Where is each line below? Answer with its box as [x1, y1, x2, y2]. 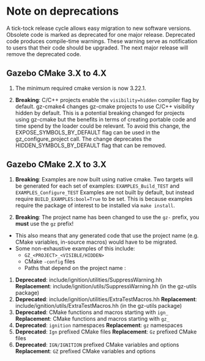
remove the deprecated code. [6, 50, 81, 57]
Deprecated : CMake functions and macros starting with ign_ [15, 308, 169, 316]
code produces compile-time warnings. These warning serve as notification [6, 37, 198, 45]
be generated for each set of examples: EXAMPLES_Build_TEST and [15, 182, 180, 189]
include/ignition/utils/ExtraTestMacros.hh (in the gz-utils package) [15, 302, 182, 309]
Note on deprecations [6, 4, 119, 18]
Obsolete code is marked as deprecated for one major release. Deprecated [6, 31, 196, 38]
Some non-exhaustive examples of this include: [15, 244, 136, 252]
